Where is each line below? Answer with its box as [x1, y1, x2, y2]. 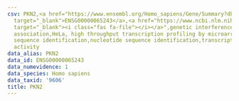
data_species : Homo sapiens [7, 70, 91, 77]
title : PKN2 [7, 83, 43, 90]
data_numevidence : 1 [7, 63, 69, 70]
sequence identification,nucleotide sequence [14, 37, 152, 44]
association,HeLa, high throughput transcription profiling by [14, 30, 205, 38]
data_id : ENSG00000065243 [7, 57, 84, 64]
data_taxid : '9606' [7, 76, 65, 84]
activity [14, 43, 40, 51]
